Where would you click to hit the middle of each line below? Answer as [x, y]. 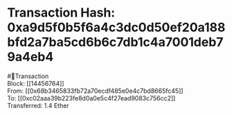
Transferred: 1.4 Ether [38, 105]
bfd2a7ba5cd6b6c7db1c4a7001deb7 [115, 42]
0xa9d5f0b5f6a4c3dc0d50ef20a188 [116, 27]
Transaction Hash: [61, 13]
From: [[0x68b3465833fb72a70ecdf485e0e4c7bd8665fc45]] [95, 91]
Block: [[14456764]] [36, 83]
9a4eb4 [30, 57]
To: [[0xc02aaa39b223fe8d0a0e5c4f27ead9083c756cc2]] [91, 98]
